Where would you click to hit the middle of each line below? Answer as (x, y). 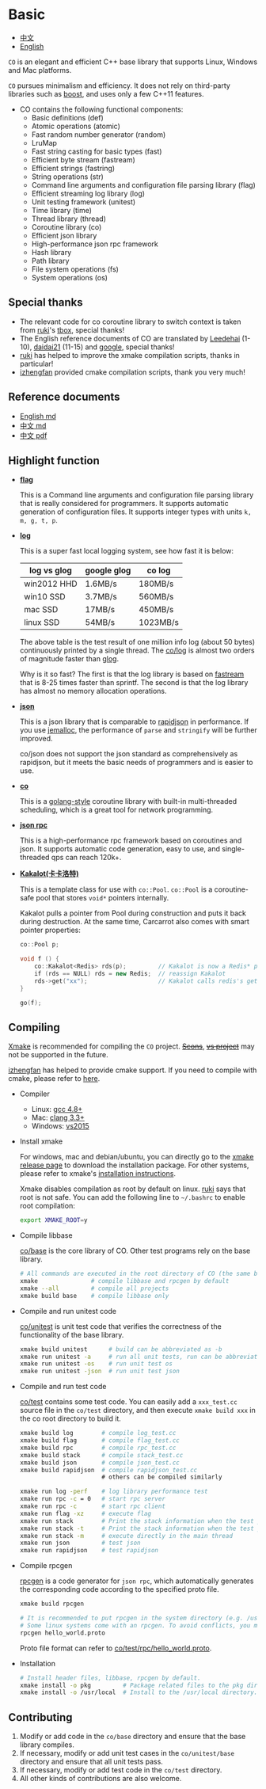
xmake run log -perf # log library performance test (114, 1492)
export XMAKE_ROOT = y (53, 1220)
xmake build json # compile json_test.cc (99, 1463)
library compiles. (47, 1745)
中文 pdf (33, 435)
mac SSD (41, 610)
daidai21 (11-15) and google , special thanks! (104, 347)
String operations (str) (68, 177)
